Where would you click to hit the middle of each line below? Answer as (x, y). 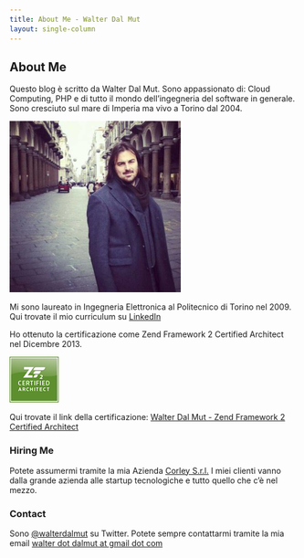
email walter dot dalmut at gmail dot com (86, 542)
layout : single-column (52, 29)
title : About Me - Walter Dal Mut (75, 19)
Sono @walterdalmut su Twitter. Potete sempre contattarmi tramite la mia (147, 533)
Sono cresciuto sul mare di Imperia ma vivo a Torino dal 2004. (126, 109)
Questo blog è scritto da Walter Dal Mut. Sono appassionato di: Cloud (140, 89)
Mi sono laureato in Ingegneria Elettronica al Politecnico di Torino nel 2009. (151, 307)
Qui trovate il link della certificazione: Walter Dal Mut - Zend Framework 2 (147, 417)
